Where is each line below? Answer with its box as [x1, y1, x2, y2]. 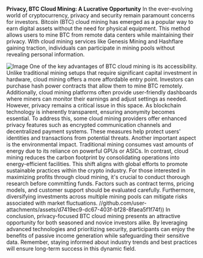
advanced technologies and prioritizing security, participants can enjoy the [6, 226, 195, 232]
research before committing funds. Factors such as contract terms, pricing [6, 180, 194, 187]
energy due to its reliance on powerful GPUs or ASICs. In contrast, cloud [6, 147, 188, 154]
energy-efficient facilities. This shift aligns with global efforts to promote [6, 161, 188, 167]
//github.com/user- [98, 199, 147, 207]
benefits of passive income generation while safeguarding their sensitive [6, 232, 190, 239]
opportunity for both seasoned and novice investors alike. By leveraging [6, 219, 188, 226]
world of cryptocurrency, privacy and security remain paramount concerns [6, 12, 195, 19]
